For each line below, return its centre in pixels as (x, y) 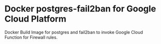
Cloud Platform (35, 19)
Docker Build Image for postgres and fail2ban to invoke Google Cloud (74, 32)
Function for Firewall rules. (31, 37)
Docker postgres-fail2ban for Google (80, 9)
